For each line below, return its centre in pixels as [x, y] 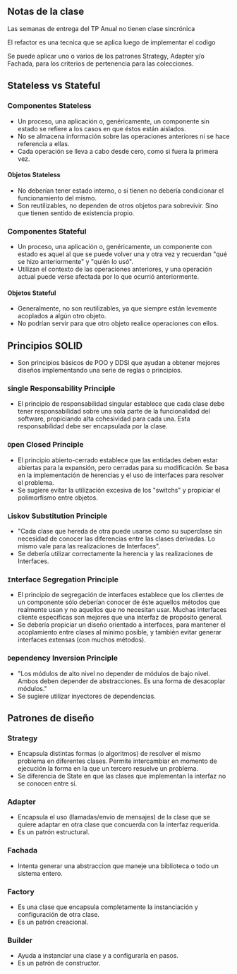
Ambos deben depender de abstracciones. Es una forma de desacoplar [121, 681]
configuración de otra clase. [59, 915]
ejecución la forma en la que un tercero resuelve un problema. [108, 769]
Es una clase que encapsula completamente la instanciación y [108, 907]
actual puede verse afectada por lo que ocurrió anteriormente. [108, 277]
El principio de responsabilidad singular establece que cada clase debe [121, 404]
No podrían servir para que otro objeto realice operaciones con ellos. [118, 323]
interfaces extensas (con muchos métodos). [81, 640]
